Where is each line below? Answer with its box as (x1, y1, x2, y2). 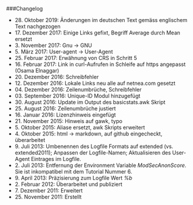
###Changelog (6, 5, 43, 12)
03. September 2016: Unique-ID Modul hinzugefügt (14, 92, 141, 99)
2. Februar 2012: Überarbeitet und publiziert (14, 181, 123, 188)
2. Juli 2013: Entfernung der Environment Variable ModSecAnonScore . (14, 162, 187, 169)
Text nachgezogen (14, 23, 61, 30)
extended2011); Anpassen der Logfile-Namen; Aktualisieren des (14, 149, 171, 156)
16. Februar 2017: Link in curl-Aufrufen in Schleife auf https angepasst (14, 61, 186, 68)
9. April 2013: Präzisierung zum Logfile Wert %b (14, 175, 132, 181)
